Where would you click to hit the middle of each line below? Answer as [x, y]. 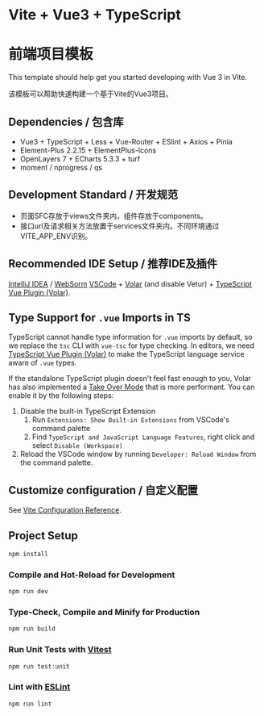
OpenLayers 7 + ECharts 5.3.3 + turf [80, 158]
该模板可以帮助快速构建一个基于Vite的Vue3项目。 [91, 94]
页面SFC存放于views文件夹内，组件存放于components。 [113, 216]
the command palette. [56, 463]
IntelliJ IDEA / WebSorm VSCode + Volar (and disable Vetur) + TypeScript [130, 283]
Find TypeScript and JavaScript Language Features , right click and [143, 437]
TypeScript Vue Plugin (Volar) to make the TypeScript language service [126, 354]
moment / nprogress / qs [61, 167]
